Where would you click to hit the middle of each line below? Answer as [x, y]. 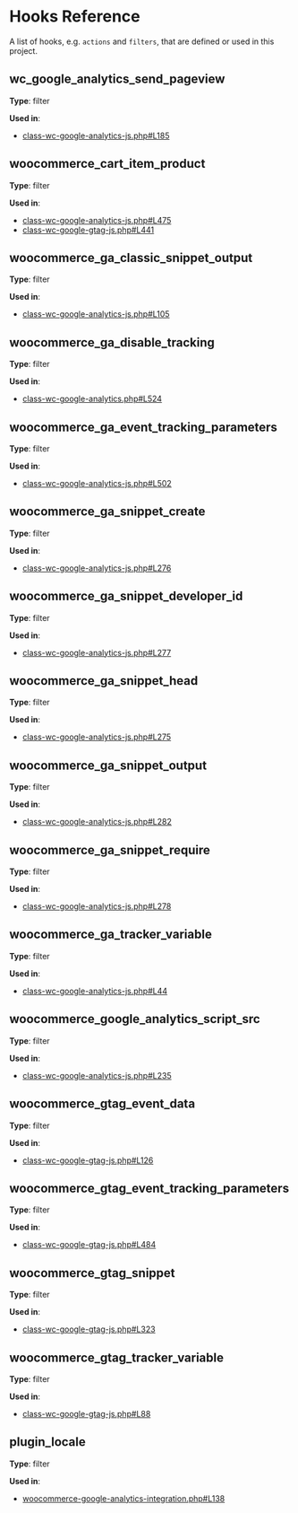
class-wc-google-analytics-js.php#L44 [95, 991]
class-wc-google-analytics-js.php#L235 [97, 1075]
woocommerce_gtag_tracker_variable [116, 1357]
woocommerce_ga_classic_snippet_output [131, 258]
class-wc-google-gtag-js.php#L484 [89, 1245]
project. [24, 50]
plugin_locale [48, 1442]
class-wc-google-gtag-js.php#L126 [88, 1160]
